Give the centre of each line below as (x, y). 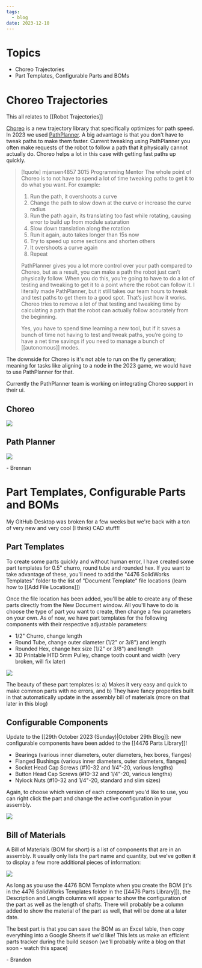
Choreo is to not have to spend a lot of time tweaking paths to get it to (107, 179)
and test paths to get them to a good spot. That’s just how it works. (104, 298)
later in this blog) (27, 703)
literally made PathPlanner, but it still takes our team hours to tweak (104, 291)
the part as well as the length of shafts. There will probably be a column (95, 905)
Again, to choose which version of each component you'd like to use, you (97, 792)
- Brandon (19, 960)
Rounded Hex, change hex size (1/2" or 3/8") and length (84, 649)
